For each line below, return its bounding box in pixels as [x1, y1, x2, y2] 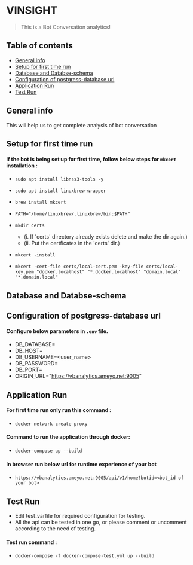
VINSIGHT [6, 4, 58, 17]
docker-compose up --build [14, 448, 82, 454]
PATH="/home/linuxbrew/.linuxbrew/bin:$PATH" [14, 211, 130, 217]
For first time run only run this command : [6, 407, 112, 414]
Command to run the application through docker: [6, 433, 130, 441]
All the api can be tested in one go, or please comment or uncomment [14, 518, 187, 526]
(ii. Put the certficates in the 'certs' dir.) [23, 240, 121, 247]
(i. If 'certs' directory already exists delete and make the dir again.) [23, 233, 188, 240]
